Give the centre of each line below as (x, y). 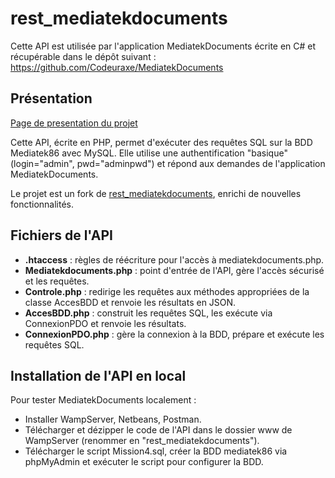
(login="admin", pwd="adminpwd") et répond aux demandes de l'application (168, 163)
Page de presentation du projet (74, 123)
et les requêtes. (57, 281)
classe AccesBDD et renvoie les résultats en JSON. (130, 302)
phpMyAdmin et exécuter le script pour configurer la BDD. (144, 462)
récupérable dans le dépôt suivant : (83, 56)
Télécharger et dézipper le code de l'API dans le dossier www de (158, 430)
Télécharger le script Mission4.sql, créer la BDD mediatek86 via (156, 451)
